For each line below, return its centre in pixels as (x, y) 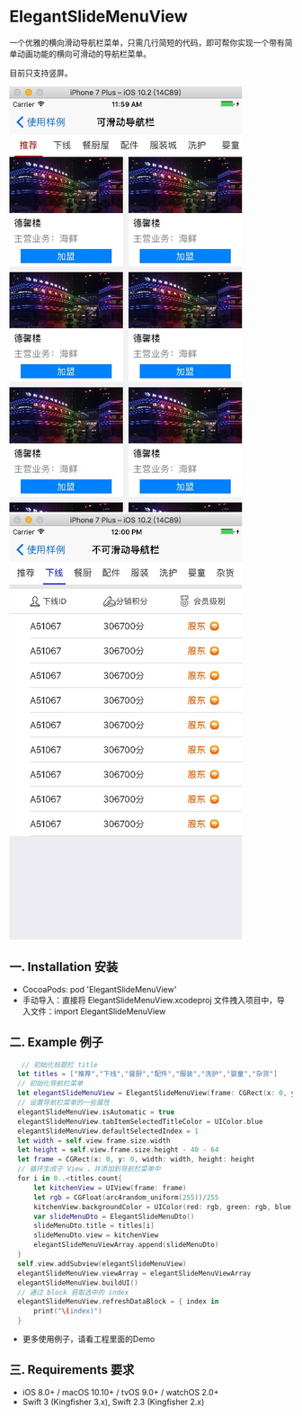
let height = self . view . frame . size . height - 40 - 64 (118, 1150)
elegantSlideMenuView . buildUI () (78, 1283)
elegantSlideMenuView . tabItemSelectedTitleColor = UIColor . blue (140, 1121)
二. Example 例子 (57, 1042)
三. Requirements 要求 (72, 1370)
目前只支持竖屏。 (41, 73)
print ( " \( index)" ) (67, 1311)
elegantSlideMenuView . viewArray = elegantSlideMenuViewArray (134, 1273)
